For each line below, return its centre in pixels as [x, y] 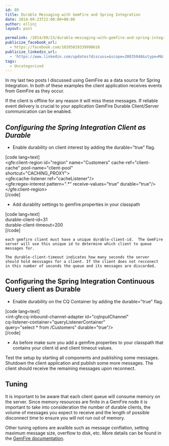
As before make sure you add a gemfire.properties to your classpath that [88, 342]
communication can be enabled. [38, 111]
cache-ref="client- [131, 162]
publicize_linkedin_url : [31, 52]
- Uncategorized [27, 66]
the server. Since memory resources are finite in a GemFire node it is [76, 402]
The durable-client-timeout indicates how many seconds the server [77, 257]
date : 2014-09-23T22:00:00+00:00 [40, 19]
